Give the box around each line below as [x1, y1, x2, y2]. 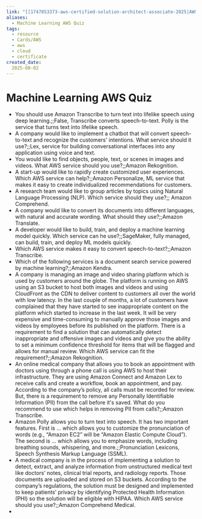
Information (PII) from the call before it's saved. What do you [14, 399, 165, 406]
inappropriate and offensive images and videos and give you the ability [14, 335, 191, 342]
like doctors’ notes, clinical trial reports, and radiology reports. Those [14, 470, 186, 477]
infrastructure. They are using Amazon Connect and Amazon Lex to [14, 373, 182, 380]
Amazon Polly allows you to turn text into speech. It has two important [14, 418, 189, 426]
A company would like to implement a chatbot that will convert [14, 130, 170, 137]
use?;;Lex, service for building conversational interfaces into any [14, 143, 176, 150]
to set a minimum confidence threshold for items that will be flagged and [14, 341, 195, 348]
